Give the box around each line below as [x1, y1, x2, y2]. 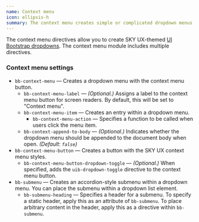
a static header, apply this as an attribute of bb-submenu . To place [23, 197, 182, 204]
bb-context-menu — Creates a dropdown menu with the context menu [14, 77, 185, 84]
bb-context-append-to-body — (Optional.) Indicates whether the [23, 127, 179, 135]
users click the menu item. [32, 121, 97, 129]
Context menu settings [6, 64, 74, 72]
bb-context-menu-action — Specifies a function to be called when [32, 115, 194, 122]
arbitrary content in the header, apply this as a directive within [23, 204, 176, 211]
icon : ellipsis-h [6, 14, 49, 20]
